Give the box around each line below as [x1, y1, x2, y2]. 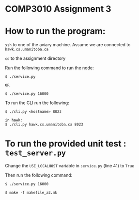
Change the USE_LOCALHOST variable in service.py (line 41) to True [5, 163, 134, 169]
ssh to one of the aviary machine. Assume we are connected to [5, 42, 131, 48]
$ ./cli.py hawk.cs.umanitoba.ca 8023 [5, 122, 83, 127]
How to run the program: [5, 26, 106, 37]
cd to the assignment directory [5, 55, 66, 61]
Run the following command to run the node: [5, 65, 94, 71]
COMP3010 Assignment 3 [5, 3, 111, 15]
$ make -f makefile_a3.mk [5, 190, 57, 195]
